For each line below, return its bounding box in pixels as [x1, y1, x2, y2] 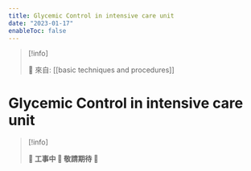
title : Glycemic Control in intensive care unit [8, 11, 175, 20]
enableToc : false [8, 26, 67, 35]
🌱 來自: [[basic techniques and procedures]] [27, 65, 175, 75]
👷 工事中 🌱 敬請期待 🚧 [27, 154, 99, 164]
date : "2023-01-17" [8, 19, 74, 27]
